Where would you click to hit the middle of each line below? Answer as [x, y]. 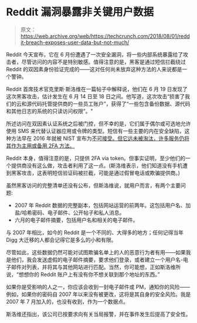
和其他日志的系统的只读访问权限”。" [50, 111]
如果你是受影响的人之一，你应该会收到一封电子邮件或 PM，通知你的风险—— [98, 287]
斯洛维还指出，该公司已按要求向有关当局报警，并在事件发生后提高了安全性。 [98, 314]
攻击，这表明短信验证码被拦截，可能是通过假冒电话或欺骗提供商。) [101, 173]
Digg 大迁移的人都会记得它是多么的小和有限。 [61, 239]
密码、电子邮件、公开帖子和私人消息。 [78, 212]
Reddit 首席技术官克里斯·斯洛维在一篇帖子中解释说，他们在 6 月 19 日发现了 [97, 89]
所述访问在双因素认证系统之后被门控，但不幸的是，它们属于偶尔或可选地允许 [98, 124]
